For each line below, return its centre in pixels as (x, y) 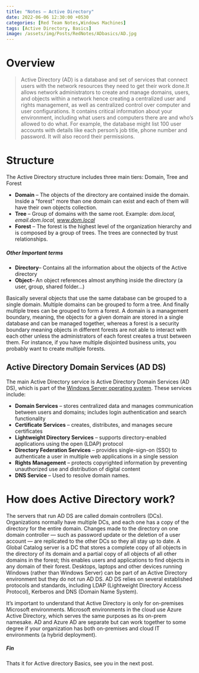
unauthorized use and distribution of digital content (78, 469)
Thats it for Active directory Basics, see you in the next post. (80, 663)
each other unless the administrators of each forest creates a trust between (99, 336)
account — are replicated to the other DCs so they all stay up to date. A (93, 541)
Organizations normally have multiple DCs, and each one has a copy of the (97, 522)
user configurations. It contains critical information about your (96, 111)
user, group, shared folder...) (50, 287)
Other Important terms (35, 253)
